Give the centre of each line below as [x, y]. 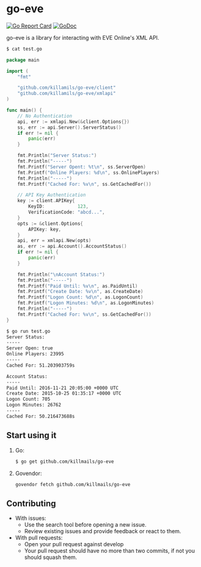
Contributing [31, 504]
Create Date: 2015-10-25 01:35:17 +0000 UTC [64, 394]
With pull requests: [39, 538]
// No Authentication [45, 116]
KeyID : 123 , [58, 207]
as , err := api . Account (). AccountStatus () [72, 246]
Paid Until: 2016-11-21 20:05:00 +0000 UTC [63, 388]
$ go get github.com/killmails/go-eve [64, 462]
